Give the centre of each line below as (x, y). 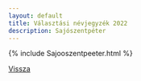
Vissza (19, 69)
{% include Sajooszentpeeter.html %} (70, 54)
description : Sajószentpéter (57, 30)
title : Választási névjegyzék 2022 (68, 23)
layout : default (35, 16)
